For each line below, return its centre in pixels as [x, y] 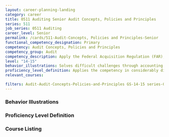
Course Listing [23, 128]
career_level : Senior [28, 33]
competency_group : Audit [31, 52]
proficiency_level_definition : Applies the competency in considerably [82, 71]
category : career [23, 15]
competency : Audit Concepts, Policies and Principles [63, 47]
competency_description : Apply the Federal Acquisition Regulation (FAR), [85, 56]
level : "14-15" [21, 61]
